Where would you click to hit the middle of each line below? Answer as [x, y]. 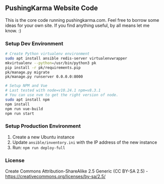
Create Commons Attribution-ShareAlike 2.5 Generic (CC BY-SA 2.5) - [77, 171]
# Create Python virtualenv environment [48, 54]
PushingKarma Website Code [52, 8]
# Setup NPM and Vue [27, 86]
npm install [17, 104]
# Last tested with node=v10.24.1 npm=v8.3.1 [53, 91]
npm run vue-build [24, 109]
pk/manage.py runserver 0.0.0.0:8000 [44, 77]
